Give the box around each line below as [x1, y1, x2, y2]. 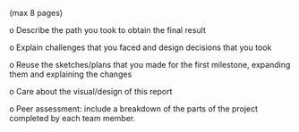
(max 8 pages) [9, 8, 64, 18]
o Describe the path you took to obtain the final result [9, 25, 206, 35]
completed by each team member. [9, 113, 136, 123]
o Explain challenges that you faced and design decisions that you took [9, 42, 272, 53]
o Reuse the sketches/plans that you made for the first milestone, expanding [9, 60, 291, 70]
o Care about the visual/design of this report [9, 87, 173, 96]
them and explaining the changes [9, 69, 132, 79]
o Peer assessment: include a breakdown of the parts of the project [9, 103, 258, 114]
